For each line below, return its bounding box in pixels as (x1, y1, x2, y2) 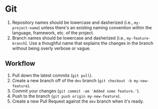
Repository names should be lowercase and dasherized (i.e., (12, 19, 133, 25)
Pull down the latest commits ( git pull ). (12, 72, 93, 78)
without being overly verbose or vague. (12, 45, 91, 51)
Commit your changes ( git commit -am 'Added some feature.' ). (12, 88, 140, 93)
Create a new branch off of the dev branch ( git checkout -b (12, 77, 132, 83)
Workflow (5, 59, 35, 68)
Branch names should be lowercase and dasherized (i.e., (12, 35, 126, 41)
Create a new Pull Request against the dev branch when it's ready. (12, 98, 144, 104)
